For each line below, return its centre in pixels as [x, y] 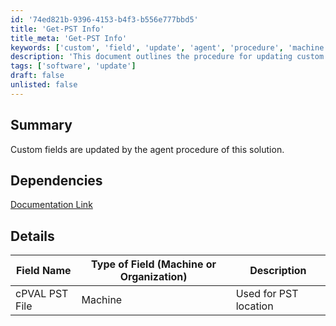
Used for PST [267, 294]
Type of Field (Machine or [154, 264]
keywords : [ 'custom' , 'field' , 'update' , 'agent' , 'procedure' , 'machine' [169, 47]
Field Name [43, 271]
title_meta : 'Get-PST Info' [69, 38]
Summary [41, 125]
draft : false [37, 76]
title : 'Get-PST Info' [57, 29]
